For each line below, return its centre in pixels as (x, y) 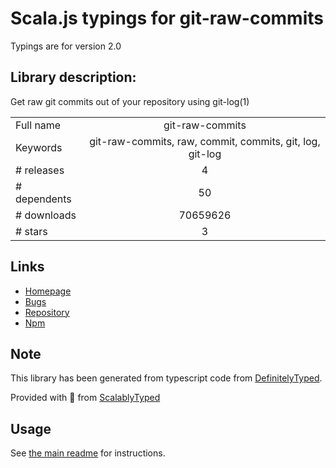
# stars (31, 231)
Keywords (39, 147)
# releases (40, 170)
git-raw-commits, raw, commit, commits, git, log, (205, 141)
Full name (38, 125)
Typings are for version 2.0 (66, 46)
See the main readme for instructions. (88, 453)
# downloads (46, 215)
